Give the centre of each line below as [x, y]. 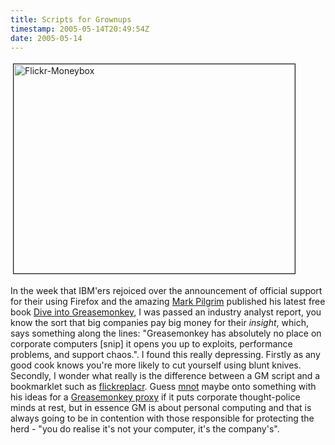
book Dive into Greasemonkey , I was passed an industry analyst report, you [166, 312]
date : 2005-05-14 [46, 38]
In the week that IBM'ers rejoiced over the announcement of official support [166, 291]
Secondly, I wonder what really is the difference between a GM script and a [165, 376]
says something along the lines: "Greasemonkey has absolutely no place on [166, 333]
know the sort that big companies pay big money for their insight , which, [159, 323]
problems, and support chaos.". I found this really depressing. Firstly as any [165, 355]
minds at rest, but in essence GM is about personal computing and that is [161, 408]
